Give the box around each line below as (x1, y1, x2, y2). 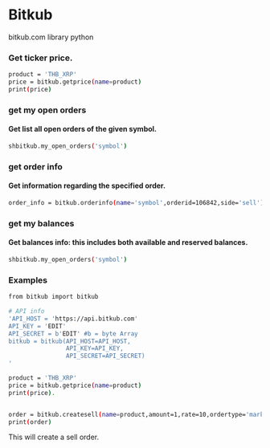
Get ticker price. (8, 52, 73, 63)
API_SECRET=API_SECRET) (65, 352, 146, 360)
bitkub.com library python (8, 32, 94, 42)
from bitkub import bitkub (8, 293, 99, 301)
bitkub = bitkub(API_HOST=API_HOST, (8, 337, 131, 345)
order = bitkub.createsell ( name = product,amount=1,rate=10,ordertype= (8, 410, 247, 418)
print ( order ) (8, 417, 52, 426)
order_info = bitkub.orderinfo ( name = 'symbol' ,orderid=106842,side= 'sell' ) (8, 198, 264, 206)
